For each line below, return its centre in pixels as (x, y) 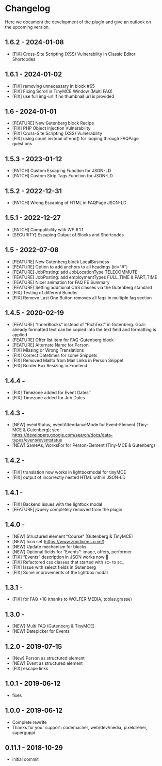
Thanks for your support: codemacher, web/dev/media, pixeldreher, (80, 727)
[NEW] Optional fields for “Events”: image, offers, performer (72, 552)
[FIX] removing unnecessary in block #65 (53, 86)
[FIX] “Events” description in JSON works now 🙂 (60, 557)
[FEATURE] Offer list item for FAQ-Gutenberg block (63, 340)
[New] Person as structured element (48, 658)
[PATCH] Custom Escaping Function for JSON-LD (62, 171)
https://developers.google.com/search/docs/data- (62, 435)
